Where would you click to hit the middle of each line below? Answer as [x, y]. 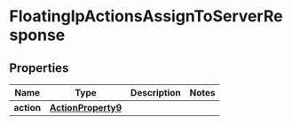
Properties [39, 68]
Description [156, 93]
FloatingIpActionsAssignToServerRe [146, 16]
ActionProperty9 [86, 108]
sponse [37, 35]
